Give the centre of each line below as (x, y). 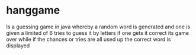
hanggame (33, 10)
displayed (18, 46)
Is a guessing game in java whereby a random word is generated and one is (98, 27)
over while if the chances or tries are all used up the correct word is (89, 39)
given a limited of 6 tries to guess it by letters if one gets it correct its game (98, 33)
